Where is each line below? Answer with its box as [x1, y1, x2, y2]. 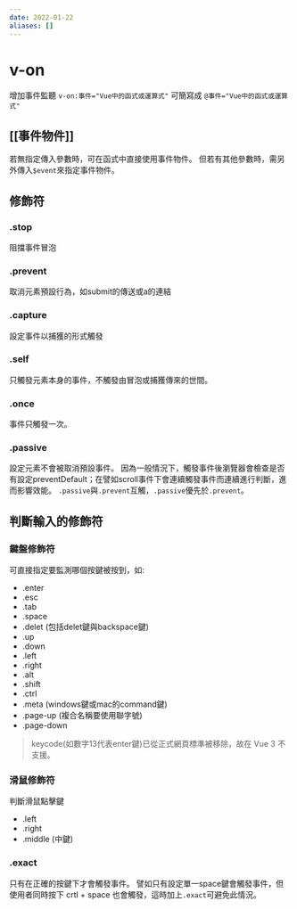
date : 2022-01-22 [9, 12, 74, 22]
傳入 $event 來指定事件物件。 [16, 165, 120, 176]
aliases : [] [9, 21, 54, 30]
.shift [21, 679, 42, 690]
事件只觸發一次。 [9, 419, 72, 430]
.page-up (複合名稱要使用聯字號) [21, 710, 143, 721]
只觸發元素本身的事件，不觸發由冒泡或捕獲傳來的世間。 [9, 374, 212, 385]
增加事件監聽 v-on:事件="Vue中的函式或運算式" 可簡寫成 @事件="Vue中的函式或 [9, 90, 275, 101]
